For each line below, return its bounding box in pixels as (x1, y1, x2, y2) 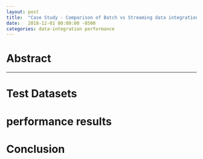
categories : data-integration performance (6, 25, 115, 32)
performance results (6, 114, 112, 128)
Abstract (6, 52, 51, 65)
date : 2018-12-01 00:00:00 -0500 (6, 20, 96, 26)
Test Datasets (6, 87, 77, 100)
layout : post (6, 8, 39, 15)
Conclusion (6, 142, 65, 156)
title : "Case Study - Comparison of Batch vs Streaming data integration (6, 15, 199, 21)
